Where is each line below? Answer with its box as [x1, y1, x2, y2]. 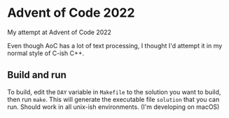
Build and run [7, 69, 67, 81]
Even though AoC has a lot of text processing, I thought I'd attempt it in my [7, 41, 223, 50]
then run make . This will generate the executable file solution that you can [7, 95, 220, 103]
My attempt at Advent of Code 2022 [7, 28, 112, 36]
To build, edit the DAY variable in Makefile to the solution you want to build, [7, 87, 221, 96]
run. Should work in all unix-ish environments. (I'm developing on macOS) [7, 103, 220, 111]
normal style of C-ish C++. [7, 49, 85, 57]
